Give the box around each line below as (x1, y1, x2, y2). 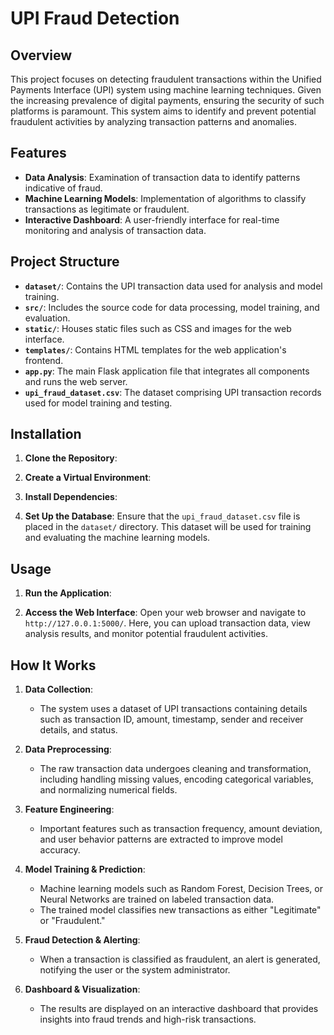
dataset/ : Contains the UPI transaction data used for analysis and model (24, 280, 323, 292)
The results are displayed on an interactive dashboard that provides (39, 1003, 319, 1015)
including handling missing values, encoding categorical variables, (39, 773, 314, 786)
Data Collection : (24, 683, 94, 696)
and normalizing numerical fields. (39, 784, 178, 796)
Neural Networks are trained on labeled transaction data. (39, 893, 275, 906)
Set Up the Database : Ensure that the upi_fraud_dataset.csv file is (24, 510, 301, 522)
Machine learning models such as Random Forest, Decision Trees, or (39, 883, 323, 895)
